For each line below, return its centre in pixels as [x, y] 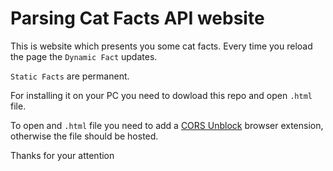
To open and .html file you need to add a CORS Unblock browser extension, [167, 125]
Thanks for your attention [62, 155]
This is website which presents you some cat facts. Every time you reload [161, 46]
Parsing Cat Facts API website [137, 18]
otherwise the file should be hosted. [84, 136]
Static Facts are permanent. [70, 76]
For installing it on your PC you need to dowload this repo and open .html [161, 95]
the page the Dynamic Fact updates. [84, 56]
